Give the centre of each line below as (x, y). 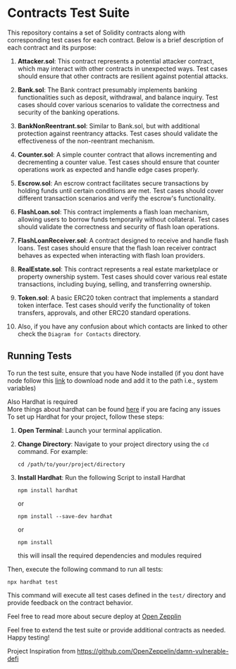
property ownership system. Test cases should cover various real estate (122, 276)
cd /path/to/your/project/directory (71, 464)
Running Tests (39, 356)
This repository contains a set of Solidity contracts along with (96, 32)
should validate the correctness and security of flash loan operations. (118, 226)
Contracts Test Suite (69, 13)
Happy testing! (29, 637)
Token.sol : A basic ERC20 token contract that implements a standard (118, 297)
